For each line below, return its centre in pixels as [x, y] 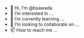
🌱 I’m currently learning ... [37, 19]
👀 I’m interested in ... [32, 13]
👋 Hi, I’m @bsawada [31, 8]
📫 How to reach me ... [34, 30]
